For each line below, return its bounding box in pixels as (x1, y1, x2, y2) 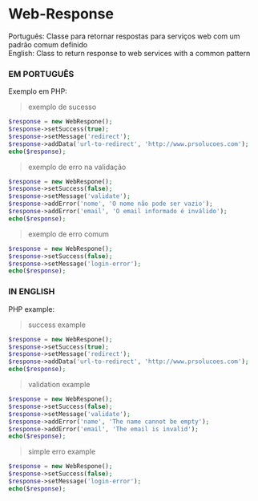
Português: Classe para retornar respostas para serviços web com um (8, 31, 240, 41)
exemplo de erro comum (27, 229, 110, 239)
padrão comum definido (8, 39, 88, 49)
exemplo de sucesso (27, 102, 97, 112)
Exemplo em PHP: (8, 87, 68, 96)
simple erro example (27, 446, 96, 457)
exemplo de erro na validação (27, 162, 127, 172)
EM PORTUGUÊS (8, 68, 75, 79)
